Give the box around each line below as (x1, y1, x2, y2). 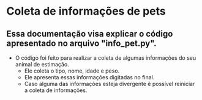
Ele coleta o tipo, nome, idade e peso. (24, 67, 120, 74)
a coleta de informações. (24, 87, 88, 94)
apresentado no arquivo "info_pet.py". (6, 38, 157, 48)
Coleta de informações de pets (6, 4, 166, 18)
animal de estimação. (15, 61, 69, 68)
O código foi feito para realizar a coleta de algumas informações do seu (15, 54, 196, 62)
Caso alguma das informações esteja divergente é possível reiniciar (24, 80, 195, 87)
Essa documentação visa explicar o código (6, 29, 173, 39)
